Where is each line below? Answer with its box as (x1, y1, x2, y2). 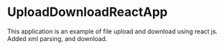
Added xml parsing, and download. (7, 34, 108, 42)
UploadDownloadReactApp (7, 4, 168, 20)
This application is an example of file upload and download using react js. (7, 27, 218, 35)
